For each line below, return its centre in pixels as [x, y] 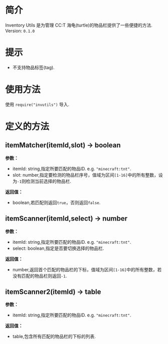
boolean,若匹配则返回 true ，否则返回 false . [56, 202]
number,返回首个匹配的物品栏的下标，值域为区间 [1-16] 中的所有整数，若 [87, 269]
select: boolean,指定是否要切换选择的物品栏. [58, 248]
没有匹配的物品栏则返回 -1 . [40, 276]
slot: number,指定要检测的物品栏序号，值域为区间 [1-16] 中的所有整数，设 [88, 175]
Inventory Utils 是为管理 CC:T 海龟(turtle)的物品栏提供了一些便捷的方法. [79, 25]
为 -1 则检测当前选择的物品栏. [42, 181]
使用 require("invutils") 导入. [37, 104]
